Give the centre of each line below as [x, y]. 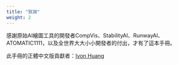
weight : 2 [19, 17]
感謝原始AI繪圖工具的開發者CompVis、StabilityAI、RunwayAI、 [85, 35]
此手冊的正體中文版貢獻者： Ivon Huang [55, 55]
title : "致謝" [23, 12]
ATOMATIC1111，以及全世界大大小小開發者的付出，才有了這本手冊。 [91, 43]
